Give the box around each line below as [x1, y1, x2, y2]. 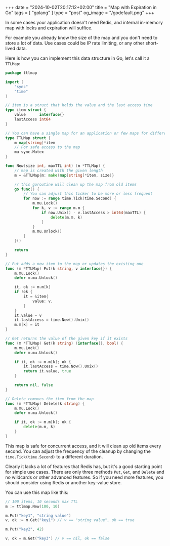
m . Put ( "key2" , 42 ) [5, 527, 44, 532]
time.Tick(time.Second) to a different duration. [5, 453, 103, 459]
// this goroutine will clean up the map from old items [14, 182, 137, 187]
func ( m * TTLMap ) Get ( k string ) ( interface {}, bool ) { [5, 341, 123, 346]
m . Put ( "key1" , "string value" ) [5, 513, 71, 518]
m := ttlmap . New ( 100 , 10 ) [5, 503, 60, 509]
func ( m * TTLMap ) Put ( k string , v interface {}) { [5, 266, 112, 271]
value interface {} [14, 112, 65, 117]
